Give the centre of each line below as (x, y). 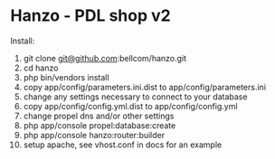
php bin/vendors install (66, 77)
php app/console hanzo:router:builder (94, 135)
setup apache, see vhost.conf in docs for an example (123, 145)
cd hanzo (41, 68)
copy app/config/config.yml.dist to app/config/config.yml (130, 106)
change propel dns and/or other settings (99, 116)
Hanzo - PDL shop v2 (90, 16)
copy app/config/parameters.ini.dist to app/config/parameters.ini (144, 87)
